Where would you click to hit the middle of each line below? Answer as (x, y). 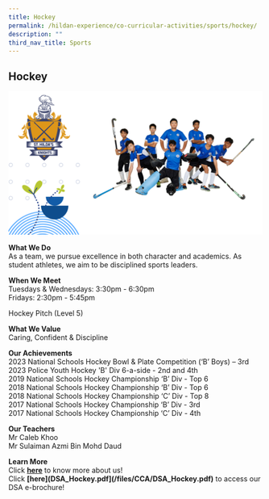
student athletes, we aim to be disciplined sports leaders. (103, 264)
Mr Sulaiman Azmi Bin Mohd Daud (65, 446)
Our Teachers (32, 429)
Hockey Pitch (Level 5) (46, 313)
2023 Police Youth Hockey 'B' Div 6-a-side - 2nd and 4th (103, 370)
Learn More (28, 461)
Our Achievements (40, 353)
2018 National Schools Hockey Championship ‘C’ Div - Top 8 (109, 396)
